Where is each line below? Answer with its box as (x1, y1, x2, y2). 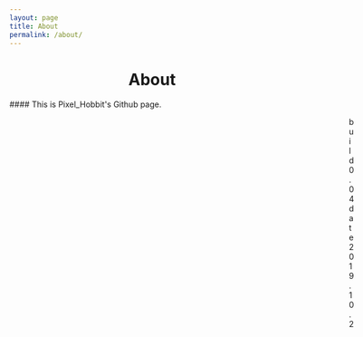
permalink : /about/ (9, 30, 83, 39)
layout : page (9, 13, 59, 23)
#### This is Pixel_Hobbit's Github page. (9, 99, 162, 110)
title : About (9, 22, 59, 31)
